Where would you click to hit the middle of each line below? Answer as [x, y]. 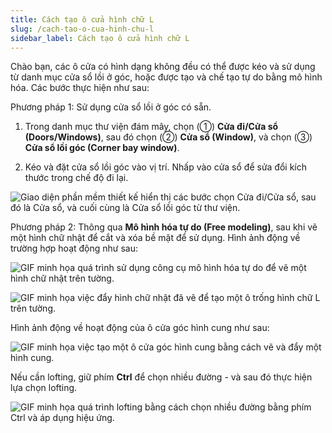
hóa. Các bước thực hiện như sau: [80, 88]
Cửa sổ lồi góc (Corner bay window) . [102, 148]
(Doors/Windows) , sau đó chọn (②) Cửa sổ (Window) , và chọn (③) [168, 137]
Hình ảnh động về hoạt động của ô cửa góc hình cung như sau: [140, 328]
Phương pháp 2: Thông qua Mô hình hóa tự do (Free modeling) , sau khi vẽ [164, 227]
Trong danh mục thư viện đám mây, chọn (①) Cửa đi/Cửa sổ [151, 127]
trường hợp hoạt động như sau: [74, 248]
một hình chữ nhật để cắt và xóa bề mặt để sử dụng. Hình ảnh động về [155, 238]
